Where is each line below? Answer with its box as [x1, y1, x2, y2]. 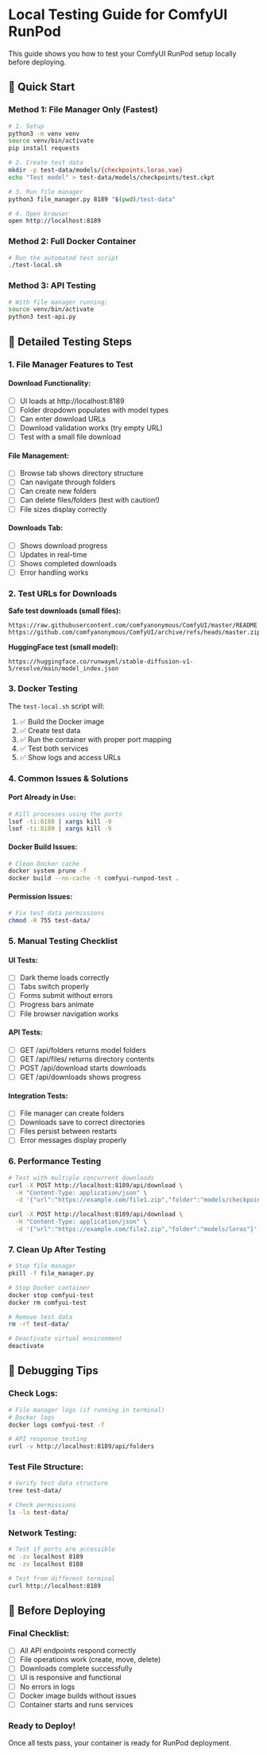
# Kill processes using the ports [8, 810, 123, 818]
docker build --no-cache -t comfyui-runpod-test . [8, 875, 180, 883]
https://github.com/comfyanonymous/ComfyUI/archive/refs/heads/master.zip [8, 628, 261, 637]
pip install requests [8, 145, 80, 153]
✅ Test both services [19, 744, 89, 753]
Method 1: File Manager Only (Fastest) [8, 104, 159, 115]
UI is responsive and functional [19, 1672, 122, 1683]
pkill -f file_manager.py [8, 1270, 94, 1278]
